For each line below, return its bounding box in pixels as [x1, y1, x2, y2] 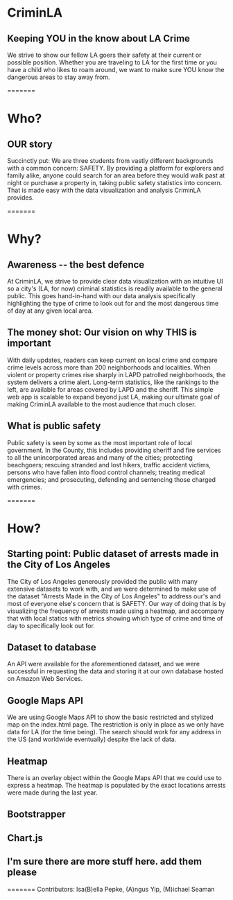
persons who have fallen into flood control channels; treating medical [7, 468, 205, 476]
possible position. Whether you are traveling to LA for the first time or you [7, 58, 217, 67]
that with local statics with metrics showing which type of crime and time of [7, 614, 223, 622]
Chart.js [7, 832, 43, 844]
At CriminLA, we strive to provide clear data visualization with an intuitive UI [7, 277, 223, 285]
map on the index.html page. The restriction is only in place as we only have [7, 720, 224, 729]
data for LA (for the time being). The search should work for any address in [7, 728, 222, 736]
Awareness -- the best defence [7, 259, 145, 270]
